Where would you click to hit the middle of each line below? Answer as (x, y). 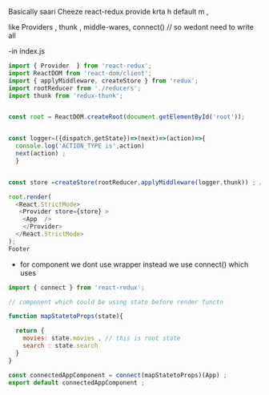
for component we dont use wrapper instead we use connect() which (134, 264)
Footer (19, 249)
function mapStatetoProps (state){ (66, 316)
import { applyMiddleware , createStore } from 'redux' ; (103, 81)
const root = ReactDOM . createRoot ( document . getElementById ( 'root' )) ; (127, 117)
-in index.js (27, 51)
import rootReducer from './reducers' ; (75, 88)
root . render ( (30, 197)
